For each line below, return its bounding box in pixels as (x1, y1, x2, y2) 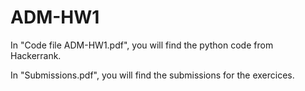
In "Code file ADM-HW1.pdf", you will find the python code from (10, 39, 274, 51)
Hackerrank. (10, 49, 62, 61)
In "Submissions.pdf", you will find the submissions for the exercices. (10, 69, 295, 81)
